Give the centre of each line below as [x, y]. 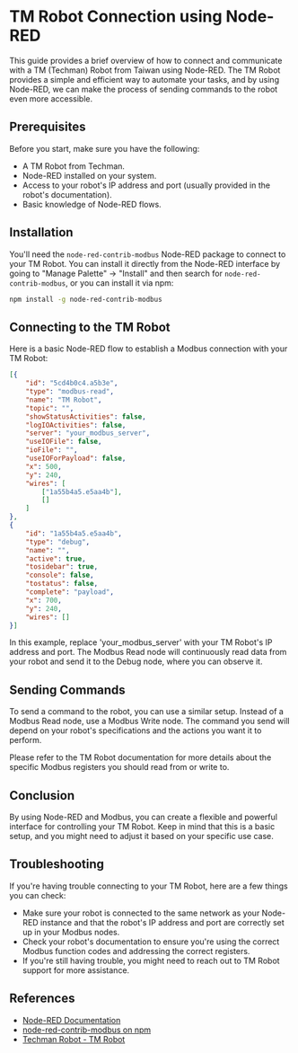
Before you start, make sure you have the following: [105, 148]
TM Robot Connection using [116, 17]
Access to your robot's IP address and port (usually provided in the [146, 185]
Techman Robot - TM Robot [74, 1039]
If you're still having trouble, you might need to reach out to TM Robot [151, 960]
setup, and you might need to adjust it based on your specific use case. [141, 836]
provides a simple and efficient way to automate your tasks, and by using [145, 79]
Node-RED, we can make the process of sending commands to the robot [144, 89]
